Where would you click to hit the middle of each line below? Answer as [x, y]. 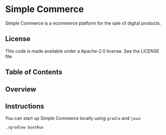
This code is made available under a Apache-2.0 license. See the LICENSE [82, 51]
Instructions [25, 106]
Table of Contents [34, 72]
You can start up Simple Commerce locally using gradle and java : [73, 118]
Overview [21, 89]
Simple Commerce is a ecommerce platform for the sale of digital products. [83, 23]
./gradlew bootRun [24, 127]
